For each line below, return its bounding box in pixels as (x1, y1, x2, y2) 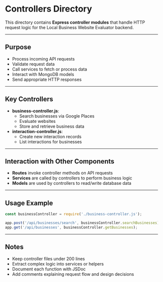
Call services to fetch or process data (12, 66, 87, 72)
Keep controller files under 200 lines (12, 255, 85, 262)
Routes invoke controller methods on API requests (12, 170, 113, 176)
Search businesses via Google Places (19, 113, 95, 119)
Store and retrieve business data (19, 123, 85, 129)
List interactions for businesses (19, 139, 82, 145)
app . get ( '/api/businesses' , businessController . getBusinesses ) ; (5, 225, 138, 230)
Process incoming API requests (12, 56, 75, 61)
